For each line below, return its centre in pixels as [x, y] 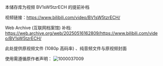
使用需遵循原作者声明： [29, 59]
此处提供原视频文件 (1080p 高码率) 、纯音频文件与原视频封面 [66, 48]
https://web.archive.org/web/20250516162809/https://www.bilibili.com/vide [81, 33]
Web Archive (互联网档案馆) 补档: [38, 28]
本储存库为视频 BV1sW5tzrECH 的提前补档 [47, 7]
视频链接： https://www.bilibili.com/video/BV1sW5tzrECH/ [63, 17]
